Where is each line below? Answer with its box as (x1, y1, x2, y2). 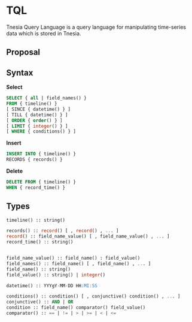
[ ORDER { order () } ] (6, 118, 63, 124)
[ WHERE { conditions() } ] (6, 128, 77, 135)
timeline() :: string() (6, 217, 66, 223)
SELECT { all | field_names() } (6, 95, 87, 101)
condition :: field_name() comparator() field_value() (6, 305, 146, 311)
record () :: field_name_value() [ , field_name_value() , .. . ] (6, 233, 170, 240)
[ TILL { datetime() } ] (6, 112, 68, 118)
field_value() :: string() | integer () (6, 272, 106, 278)
